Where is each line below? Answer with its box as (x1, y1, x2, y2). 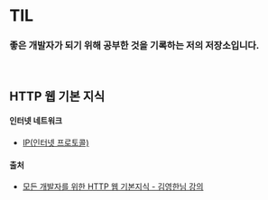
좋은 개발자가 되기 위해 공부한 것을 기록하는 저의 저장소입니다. (9, 40, 260, 52)
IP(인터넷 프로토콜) (22, 137, 89, 149)
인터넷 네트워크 (9, 115, 63, 126)
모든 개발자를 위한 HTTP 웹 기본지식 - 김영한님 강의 (22, 181, 204, 192)
